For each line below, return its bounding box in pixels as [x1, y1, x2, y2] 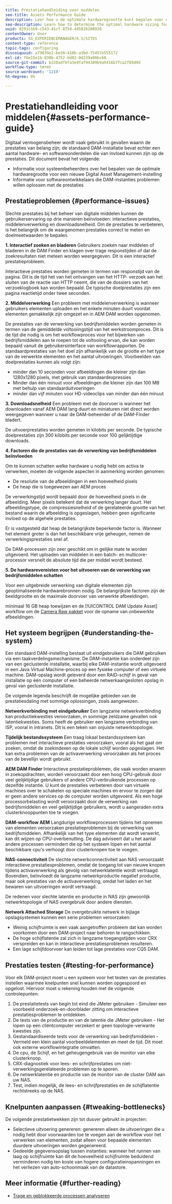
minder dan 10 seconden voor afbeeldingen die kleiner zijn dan [12, 369, 146, 375]
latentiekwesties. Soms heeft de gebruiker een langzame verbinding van [5, 719, 158, 725]
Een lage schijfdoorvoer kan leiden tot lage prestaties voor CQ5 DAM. [12, 946, 160, 952]
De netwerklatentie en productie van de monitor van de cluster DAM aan [12, 1071, 165, 1078]
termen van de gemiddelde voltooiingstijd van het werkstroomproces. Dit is [5, 326, 164, 332]
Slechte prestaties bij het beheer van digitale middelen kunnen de [5, 210, 144, 217]
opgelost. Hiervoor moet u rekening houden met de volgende [5, 985, 134, 992]
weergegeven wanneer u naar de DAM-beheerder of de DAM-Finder [5, 411, 150, 417]
